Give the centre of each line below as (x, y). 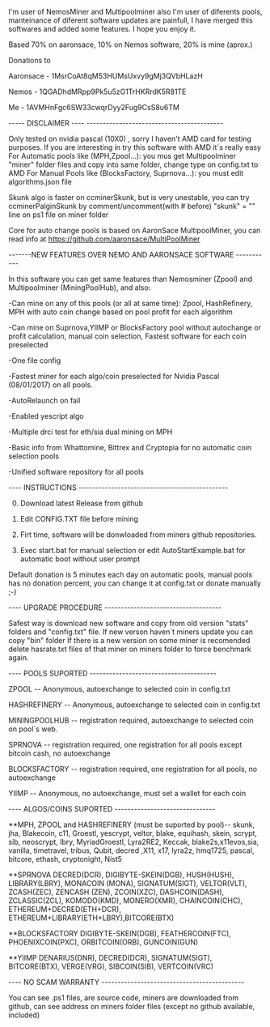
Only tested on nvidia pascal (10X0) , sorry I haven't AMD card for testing (130, 138)
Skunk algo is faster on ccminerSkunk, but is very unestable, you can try (129, 197)
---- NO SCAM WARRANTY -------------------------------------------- (127, 982)
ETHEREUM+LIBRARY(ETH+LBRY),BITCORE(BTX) (91, 918)
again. (19, 658)
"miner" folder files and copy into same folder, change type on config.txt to (133, 164)
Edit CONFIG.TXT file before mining (79, 519)
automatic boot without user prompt (80, 559)
